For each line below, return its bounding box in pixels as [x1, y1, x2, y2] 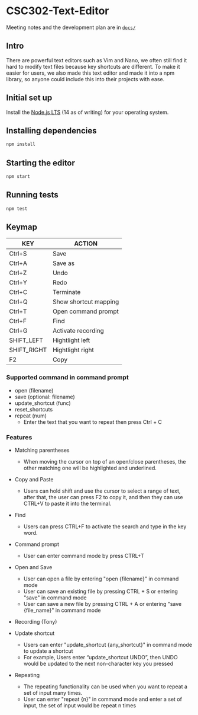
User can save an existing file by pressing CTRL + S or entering [23, 588, 178, 595]
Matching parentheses [14, 446, 70, 454]
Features [6, 433, 33, 441]
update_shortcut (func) [14, 399, 71, 407]
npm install [6, 141, 35, 148]
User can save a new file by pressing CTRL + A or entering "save [23, 601, 182, 608]
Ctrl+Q [9, 298, 28, 306]
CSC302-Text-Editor [6, 4, 109, 18]
